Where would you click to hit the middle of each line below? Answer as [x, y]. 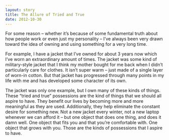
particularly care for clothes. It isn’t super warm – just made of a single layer [84, 70]
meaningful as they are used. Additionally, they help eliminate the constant [83, 107]
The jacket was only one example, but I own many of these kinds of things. [83, 91]
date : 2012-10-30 [23, 19]
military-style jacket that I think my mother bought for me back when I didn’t [84, 65]
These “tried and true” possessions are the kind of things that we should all [83, 96]
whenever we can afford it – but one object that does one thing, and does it [83, 117]
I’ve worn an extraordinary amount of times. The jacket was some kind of [81, 59]
